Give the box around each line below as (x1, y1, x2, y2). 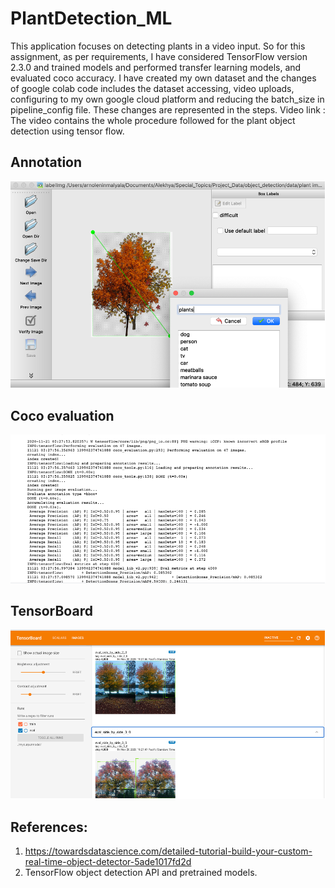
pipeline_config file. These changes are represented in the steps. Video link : (10, 103, 326, 116)
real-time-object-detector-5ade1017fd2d (24, 855, 192, 867)
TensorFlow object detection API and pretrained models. (24, 866, 258, 878)
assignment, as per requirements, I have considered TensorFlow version (10, 50, 308, 62)
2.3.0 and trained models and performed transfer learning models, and (10, 61, 302, 73)
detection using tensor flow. (10, 125, 125, 137)
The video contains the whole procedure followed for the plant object (10, 114, 296, 126)
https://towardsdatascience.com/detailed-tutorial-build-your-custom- (24, 845, 313, 857)
